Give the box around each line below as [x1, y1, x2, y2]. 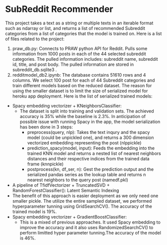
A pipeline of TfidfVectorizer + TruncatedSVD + [12, 182, 110, 188]
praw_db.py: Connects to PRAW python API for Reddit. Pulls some [12, 45, 148, 51]
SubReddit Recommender [5, 3, 113, 15]
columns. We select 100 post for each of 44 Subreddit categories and [12, 77, 155, 83]
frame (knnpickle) [27, 161, 64, 167]
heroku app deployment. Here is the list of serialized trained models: [12, 93, 153, 99]
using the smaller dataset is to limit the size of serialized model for [12, 88, 148, 94]
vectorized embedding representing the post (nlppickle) [27, 139, 142, 145]
